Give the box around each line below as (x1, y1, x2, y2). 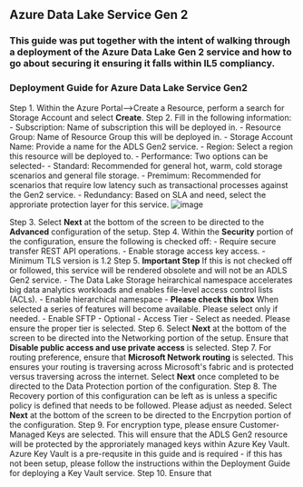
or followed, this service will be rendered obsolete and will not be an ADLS (9, 264, 288, 275)
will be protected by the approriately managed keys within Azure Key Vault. (9, 438, 290, 449)
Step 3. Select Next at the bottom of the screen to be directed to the (9, 216, 265, 227)
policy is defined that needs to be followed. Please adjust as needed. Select (9, 400, 292, 411)
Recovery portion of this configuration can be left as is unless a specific (9, 390, 279, 401)
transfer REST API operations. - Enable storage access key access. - (9, 245, 266, 256)
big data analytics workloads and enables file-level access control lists (9, 283, 274, 294)
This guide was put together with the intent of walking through (9, 35, 290, 47)
